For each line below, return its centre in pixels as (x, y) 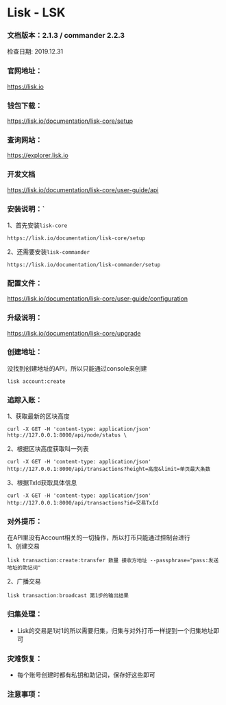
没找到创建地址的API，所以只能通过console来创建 (77, 368)
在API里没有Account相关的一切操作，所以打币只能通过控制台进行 (99, 538)
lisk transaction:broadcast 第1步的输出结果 (68, 596)
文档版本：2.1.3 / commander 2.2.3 (66, 36)
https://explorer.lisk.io (38, 155)
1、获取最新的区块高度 (38, 416)
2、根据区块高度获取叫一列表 (48, 449)
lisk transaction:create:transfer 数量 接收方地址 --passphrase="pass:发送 (113, 561)
